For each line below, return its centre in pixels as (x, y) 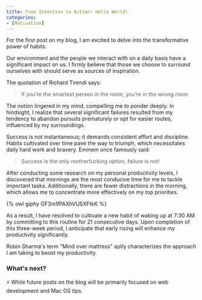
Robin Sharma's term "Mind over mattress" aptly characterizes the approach (101, 246)
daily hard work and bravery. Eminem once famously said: (78, 150)
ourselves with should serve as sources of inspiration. (73, 71)
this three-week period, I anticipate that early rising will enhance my (91, 228)
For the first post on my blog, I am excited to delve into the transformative (97, 40)
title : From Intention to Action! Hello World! (67, 12)
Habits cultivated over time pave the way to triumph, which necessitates (96, 143)
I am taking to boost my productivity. (52, 253)
